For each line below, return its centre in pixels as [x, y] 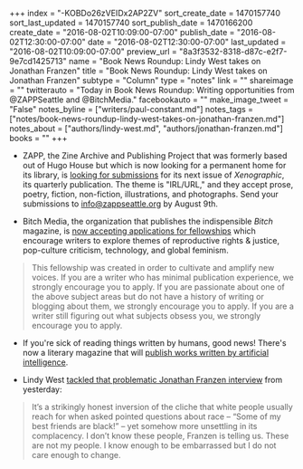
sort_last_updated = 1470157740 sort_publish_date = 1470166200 [131, 23]
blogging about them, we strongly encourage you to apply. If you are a [162, 306]
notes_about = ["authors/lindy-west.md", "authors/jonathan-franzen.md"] [146, 129]
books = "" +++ [38, 138]
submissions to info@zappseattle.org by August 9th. [120, 204]
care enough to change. [76, 455]
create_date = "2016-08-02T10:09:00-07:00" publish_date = [122, 32]
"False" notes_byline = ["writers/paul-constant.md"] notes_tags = [132, 109]
